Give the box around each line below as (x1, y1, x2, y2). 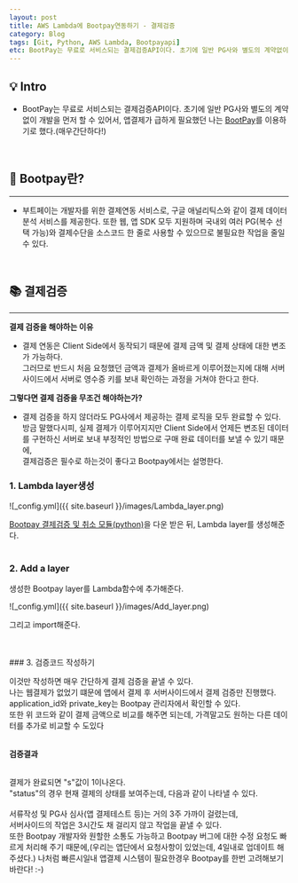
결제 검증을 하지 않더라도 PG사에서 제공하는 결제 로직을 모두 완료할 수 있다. (21, 411, 281, 422)
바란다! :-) (9, 864, 44, 875)
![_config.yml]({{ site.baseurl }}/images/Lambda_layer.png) (9, 501, 224, 511)
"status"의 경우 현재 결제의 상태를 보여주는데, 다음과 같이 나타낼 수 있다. (9, 788, 259, 799)
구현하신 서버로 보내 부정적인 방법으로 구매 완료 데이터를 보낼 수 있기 (31, 433, 269, 444)
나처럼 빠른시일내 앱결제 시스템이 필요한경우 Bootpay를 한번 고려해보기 (37, 853, 284, 863)
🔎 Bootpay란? (9, 171, 85, 186)
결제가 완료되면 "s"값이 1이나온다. (9, 777, 126, 788)
